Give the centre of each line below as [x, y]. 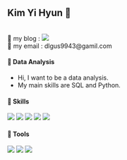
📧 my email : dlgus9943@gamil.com [60, 46]
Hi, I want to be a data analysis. [63, 78]
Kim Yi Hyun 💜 [40, 13]
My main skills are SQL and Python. [69, 85]
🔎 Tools [18, 134]
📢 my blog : [24, 38]
